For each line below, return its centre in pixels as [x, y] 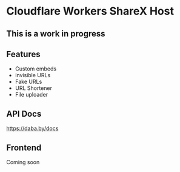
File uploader [32, 95]
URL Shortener [34, 88]
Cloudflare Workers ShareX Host [90, 11]
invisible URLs [33, 75]
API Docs [24, 114]
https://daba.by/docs [32, 128]
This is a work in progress [56, 34]
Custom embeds [35, 69]
